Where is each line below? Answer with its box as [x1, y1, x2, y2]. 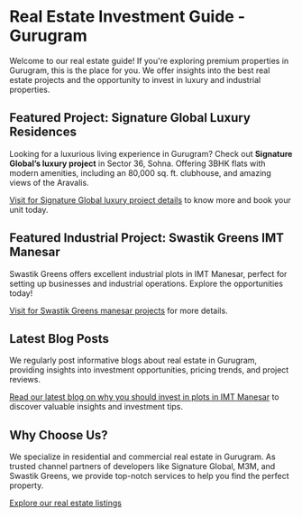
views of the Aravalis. [9, 177, 89, 188]
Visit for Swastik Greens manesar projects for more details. [9, 305, 228, 316]
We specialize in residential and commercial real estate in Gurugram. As [9, 451, 277, 462]
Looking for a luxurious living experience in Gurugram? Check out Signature [9, 148, 293, 159]
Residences [9, 125, 77, 140]
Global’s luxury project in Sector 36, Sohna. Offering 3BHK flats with [9, 158, 266, 169]
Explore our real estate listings [9, 498, 122, 509]
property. [9, 480, 44, 491]
